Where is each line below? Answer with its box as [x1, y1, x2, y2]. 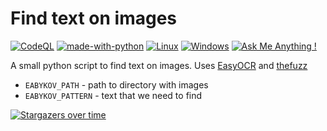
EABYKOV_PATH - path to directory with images [24, 78, 209, 91]
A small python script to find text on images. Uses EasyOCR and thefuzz [10, 59, 308, 71]
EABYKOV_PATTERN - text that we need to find [24, 89, 203, 101]
